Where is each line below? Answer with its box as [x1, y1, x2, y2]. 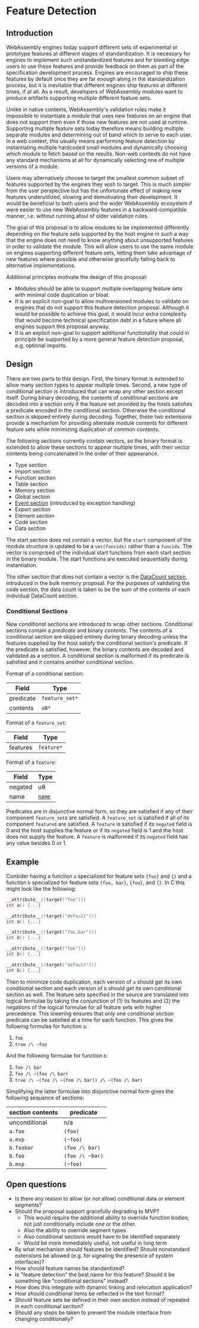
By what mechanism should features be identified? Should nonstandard [14, 1246, 190, 1253]
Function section [14, 474, 56, 481]
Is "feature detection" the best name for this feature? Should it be [14, 1271, 175, 1279]
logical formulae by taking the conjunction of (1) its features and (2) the [6, 997, 180, 1004]
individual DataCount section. [6, 592, 78, 599]
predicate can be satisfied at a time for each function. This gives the [6, 1016, 173, 1023]
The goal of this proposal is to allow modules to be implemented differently [6, 224, 189, 231]
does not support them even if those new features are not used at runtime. [6, 119, 189, 126]
